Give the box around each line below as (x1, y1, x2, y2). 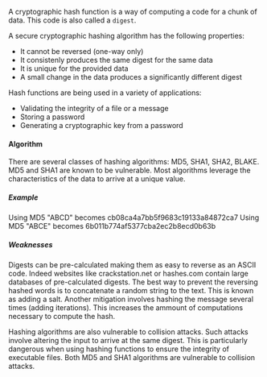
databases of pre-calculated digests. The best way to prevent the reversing (8, 277, 259, 287)
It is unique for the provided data (19, 64, 129, 73)
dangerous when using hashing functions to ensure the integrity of (8, 344, 229, 354)
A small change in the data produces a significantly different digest (19, 72, 243, 81)
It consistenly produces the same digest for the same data (19, 56, 213, 64)
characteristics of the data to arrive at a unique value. (8, 174, 186, 184)
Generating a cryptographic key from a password (19, 121, 183, 130)
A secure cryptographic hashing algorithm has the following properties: (8, 31, 245, 40)
